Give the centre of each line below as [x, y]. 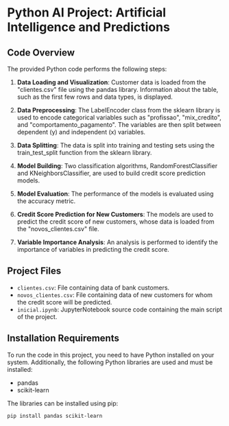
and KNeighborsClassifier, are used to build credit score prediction [111, 173]
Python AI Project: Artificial [87, 13]
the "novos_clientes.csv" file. [58, 229]
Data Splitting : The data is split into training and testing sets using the [116, 145]
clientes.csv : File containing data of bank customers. [93, 287]
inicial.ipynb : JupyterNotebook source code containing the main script [120, 309]
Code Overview [41, 52]
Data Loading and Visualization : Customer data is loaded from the [111, 82]
